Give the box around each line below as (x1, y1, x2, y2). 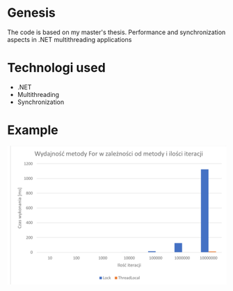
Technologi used (7, 60, 106, 76)
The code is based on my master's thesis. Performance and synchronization (7, 28, 226, 36)
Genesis (7, 5, 56, 21)
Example (7, 122, 58, 138)
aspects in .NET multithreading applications (7, 35, 132, 43)
